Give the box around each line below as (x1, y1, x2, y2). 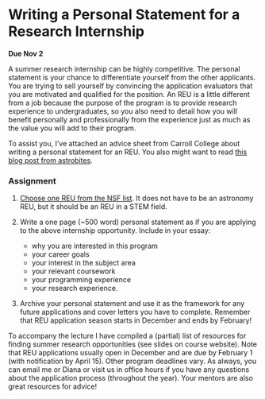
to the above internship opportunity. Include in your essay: (19, 226, 211, 235)
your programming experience (31, 275, 132, 285)
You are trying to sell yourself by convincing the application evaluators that (8, 81, 253, 91)
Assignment (8, 175, 57, 186)
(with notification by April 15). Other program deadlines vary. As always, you (8, 356, 256, 366)
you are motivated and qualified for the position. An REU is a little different (8, 89, 250, 99)
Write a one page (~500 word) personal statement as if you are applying (19, 217, 256, 227)
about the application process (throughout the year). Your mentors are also (8, 374, 254, 383)
